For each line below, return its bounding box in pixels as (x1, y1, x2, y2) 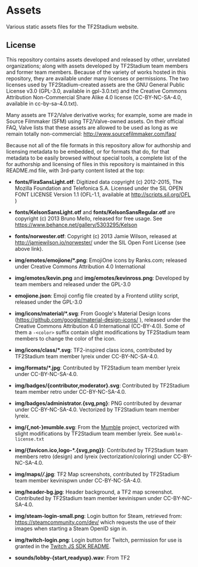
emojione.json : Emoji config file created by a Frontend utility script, (14, 292, 180, 299)
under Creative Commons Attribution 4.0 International (14, 263, 146, 270)
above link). (14, 245, 43, 252)
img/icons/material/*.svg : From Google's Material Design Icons (14, 310, 171, 317)
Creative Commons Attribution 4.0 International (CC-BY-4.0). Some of (14, 322, 185, 329)
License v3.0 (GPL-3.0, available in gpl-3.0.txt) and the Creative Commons (6, 87, 187, 95)
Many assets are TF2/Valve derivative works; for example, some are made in (6, 111, 193, 118)
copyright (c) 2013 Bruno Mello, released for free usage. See (14, 215, 163, 222)
